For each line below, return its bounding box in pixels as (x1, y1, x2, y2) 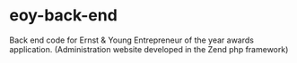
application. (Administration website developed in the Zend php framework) (9, 43, 289, 54)
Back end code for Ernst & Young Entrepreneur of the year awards (9, 35, 254, 45)
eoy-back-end (9, 5, 118, 26)
